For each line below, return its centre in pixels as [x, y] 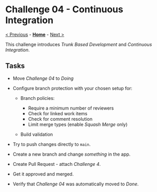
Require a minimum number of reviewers [71, 108]
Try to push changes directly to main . [52, 144]
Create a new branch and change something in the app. [72, 154]
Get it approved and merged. [43, 174]
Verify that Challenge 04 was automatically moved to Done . [76, 184]
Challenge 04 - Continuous [64, 9]
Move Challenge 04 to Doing [43, 78]
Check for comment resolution [60, 119]
